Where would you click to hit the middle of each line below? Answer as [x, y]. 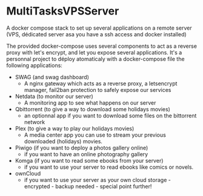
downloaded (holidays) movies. [63, 141]
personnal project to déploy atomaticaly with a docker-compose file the [95, 59]
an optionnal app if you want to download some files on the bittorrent [110, 116]
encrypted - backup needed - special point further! [88, 186]
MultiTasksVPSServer [63, 11]
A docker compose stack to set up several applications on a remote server [99, 28]
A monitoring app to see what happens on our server [90, 103]
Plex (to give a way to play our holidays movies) [75, 128]
